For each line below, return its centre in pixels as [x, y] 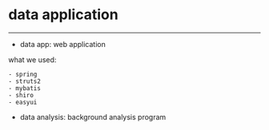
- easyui [23, 102]
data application [63, 15]
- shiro [21, 95]
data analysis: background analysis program [93, 116]
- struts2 [25, 81]
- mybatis [25, 88]
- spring [23, 74]
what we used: [32, 59]
